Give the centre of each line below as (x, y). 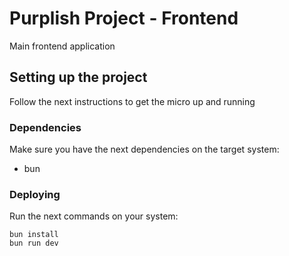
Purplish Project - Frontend (124, 18)
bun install (34, 235)
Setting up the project (78, 77)
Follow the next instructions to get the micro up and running (132, 101)
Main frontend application (62, 46)
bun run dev (34, 243)
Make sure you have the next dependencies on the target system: (144, 149)
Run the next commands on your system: (94, 216)
